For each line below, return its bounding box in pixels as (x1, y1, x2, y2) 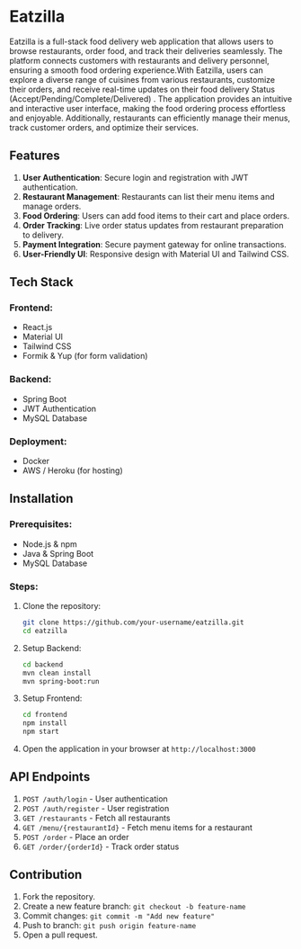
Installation (9, 491, 74, 506)
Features (9, 148, 60, 164)
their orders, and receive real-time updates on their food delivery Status (9, 84, 276, 94)
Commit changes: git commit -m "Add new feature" (22, 910, 216, 921)
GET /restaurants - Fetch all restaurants (22, 812, 171, 823)
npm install (22, 719, 67, 728)
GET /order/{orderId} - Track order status (22, 841, 180, 852)
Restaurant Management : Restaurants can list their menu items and (22, 191, 276, 201)
